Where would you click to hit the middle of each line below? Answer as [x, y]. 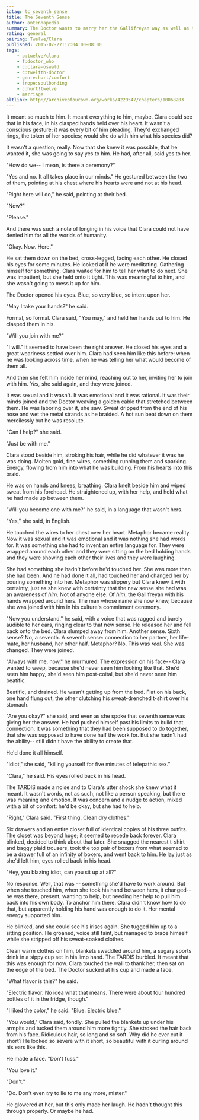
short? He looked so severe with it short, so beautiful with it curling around [97, 1041]
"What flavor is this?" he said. [42, 981]
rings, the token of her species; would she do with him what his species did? [99, 136]
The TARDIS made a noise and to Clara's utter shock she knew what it [91, 787]
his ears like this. [27, 1047]
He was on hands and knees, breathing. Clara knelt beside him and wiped [96, 485]
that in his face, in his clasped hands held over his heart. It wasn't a [88, 123]
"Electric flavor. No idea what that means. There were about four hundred [96, 992]
